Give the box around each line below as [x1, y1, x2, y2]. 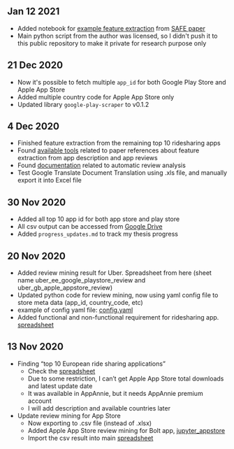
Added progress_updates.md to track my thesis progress [17, 230, 178, 238]
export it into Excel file [17, 176, 82, 185]
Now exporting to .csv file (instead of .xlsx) [27, 419, 152, 427]
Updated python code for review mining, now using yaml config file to [17, 291, 219, 299]
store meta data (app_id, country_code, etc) [17, 299, 143, 307]
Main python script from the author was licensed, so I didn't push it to [17, 31, 218, 40]
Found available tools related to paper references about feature [17, 146, 200, 155]
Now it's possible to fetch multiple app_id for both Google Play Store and [17, 78, 226, 86]
